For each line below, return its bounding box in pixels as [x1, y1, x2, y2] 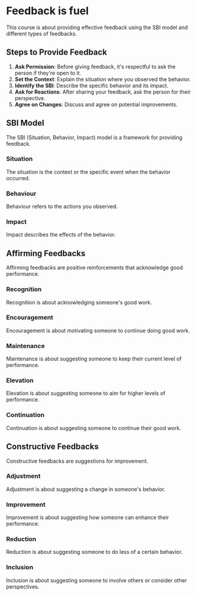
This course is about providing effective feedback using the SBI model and [6, 24, 188, 31]
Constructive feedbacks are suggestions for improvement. [6, 457, 148, 464]
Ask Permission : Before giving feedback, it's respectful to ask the [14, 63, 176, 70]
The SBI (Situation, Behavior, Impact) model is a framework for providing [6, 133, 183, 141]
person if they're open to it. [14, 69, 82, 77]
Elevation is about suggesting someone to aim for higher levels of [6, 390, 166, 397]
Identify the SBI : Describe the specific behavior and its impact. [14, 82, 169, 89]
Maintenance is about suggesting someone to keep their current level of [6, 355, 182, 362]
